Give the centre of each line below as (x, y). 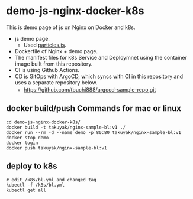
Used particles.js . (45, 45)
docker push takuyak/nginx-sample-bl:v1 (57, 148)
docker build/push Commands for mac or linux (94, 108)
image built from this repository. (54, 64)
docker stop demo (28, 138)
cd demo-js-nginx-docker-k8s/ (44, 122)
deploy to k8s (32, 166)
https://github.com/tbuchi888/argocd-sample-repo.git (90, 89)
